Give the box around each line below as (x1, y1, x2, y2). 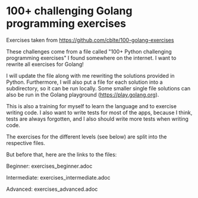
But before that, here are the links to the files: (6, 150, 117, 158)
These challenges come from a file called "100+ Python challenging (6, 48, 172, 55)
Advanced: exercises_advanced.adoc (6, 186, 98, 193)
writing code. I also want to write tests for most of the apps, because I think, (6, 109, 193, 116)
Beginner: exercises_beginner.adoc (6, 162, 93, 169)
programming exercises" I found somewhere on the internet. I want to (6, 54, 177, 61)
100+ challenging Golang (6, 4, 133, 18)
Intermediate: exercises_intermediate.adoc (6, 174, 111, 181)
